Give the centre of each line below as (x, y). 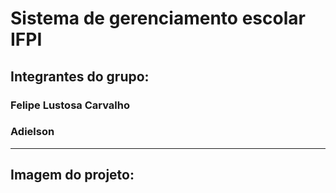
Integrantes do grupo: (80, 76)
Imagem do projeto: (72, 175)
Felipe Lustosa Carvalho (70, 105)
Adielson (32, 132)
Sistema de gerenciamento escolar (158, 18)
